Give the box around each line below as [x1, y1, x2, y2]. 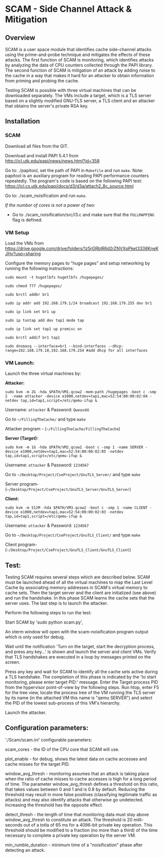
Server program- [5, 481, 39, 487]
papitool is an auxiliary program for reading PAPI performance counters [5, 172, 149, 178]
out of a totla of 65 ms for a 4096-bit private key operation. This [23, 822, 153, 828]
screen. [5, 659, 21, 665]
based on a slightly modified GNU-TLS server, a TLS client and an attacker [5, 98, 155, 104]
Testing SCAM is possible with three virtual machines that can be [5, 87, 136, 93]
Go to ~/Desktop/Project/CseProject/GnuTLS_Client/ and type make [5, 532, 141, 538]
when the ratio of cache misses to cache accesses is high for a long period [5, 775, 157, 782]
